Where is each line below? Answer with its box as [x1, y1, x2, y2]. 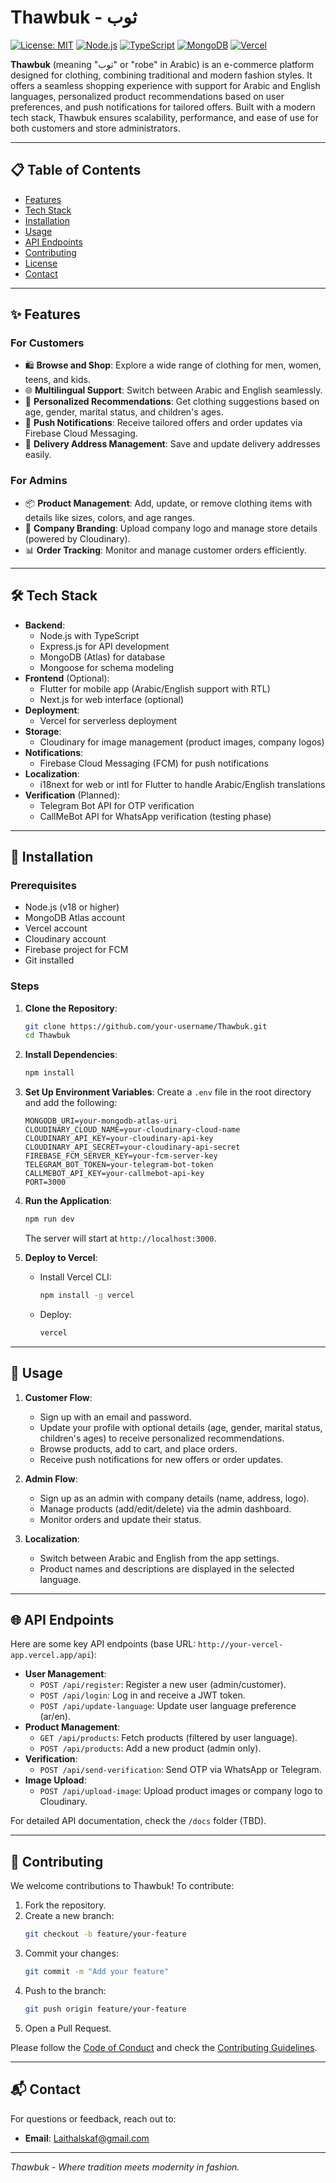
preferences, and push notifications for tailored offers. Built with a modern [10, 101, 316, 113]
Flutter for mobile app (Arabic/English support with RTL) [39, 682, 271, 695]
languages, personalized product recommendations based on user [10, 90, 285, 102]
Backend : [24, 619, 66, 631]
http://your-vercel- [198, 1640, 284, 1650]
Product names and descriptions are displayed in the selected [39, 1562, 295, 1575]
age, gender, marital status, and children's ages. [24, 406, 224, 418]
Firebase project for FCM [24, 944, 129, 956]
